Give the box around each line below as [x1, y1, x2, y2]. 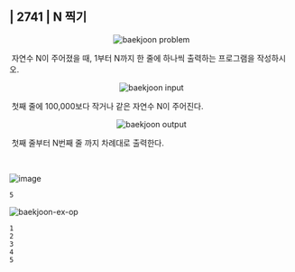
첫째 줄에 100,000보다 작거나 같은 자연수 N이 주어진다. [11, 100, 204, 111]
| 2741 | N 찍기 [9, 9, 88, 25]
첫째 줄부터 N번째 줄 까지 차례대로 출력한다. [11, 137, 164, 148]
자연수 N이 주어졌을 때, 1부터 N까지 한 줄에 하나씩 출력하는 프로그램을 [11, 52, 255, 63]
